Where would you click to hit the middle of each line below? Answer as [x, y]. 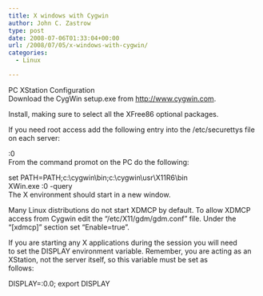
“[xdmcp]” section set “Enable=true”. [69, 227]
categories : [28, 53]
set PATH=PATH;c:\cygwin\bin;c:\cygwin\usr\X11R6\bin [98, 178]
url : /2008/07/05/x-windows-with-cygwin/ [78, 46]
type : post [26, 30]
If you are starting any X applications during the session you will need [123, 242]
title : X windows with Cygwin [59, 16]
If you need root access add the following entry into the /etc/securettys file [132, 130]
